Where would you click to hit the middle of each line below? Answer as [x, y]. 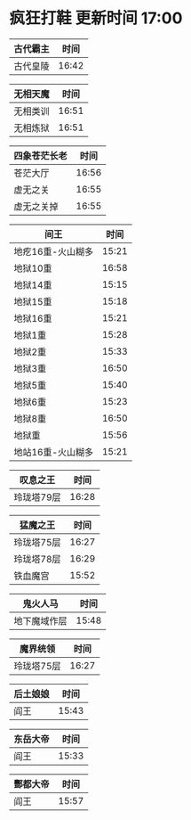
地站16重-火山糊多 [54, 452]
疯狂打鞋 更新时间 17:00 [96, 18]
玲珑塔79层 [37, 497]
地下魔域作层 [41, 620]
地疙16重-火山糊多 [54, 251]
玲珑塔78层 [37, 559]
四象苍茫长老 [41, 155]
